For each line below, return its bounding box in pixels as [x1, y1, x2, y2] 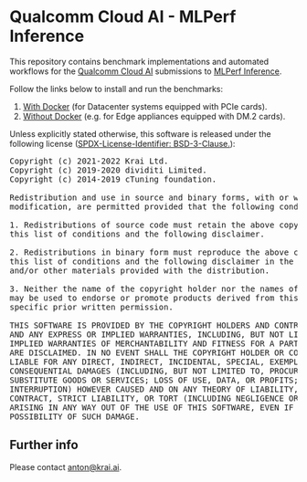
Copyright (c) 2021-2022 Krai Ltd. [9, 155, 169, 166]
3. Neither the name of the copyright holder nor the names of [9, 283, 299, 294]
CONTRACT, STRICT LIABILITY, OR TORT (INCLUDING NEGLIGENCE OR [9, 393, 299, 403]
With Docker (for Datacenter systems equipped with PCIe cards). [22, 100, 268, 111]
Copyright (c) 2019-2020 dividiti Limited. [9, 164, 207, 175]
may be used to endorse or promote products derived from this [9, 292, 299, 303]
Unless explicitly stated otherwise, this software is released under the [9, 128, 271, 139]
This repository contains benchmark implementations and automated [9, 56, 270, 67]
